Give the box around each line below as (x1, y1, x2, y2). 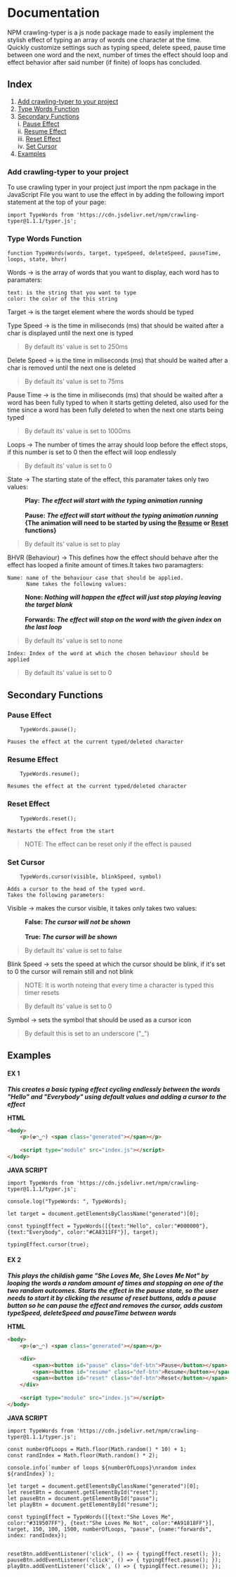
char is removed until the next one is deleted (7, 363, 136, 372)
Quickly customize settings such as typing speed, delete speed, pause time (7, 43, 226, 51)
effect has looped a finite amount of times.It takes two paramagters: (7, 561, 204, 569)
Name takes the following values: (25, 581, 128, 588)
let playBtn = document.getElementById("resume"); (7, 1501, 159, 1508)
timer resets (24, 988, 60, 996)
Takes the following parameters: (7, 892, 105, 899)
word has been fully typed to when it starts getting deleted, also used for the (7, 399, 229, 407)
